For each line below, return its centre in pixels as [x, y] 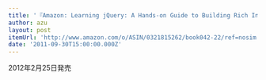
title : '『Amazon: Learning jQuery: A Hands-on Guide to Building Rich [128, 15]
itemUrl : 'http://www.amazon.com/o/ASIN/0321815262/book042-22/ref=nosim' [134, 37]
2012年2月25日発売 [40, 68]
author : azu [28, 23]
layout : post [30, 30]
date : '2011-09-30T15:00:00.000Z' [65, 45]
